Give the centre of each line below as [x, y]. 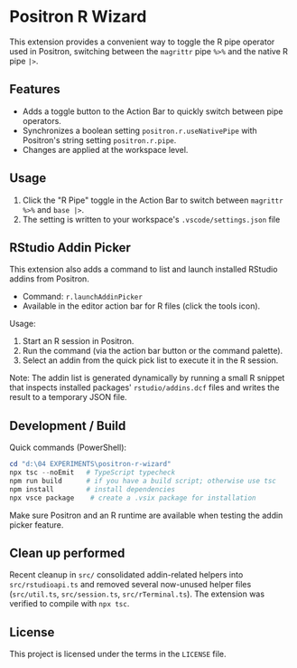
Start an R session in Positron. [78, 341]
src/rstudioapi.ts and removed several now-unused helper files [130, 585]
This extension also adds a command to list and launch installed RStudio [144, 270]
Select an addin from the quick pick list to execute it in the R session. [150, 360]
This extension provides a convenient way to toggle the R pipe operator [142, 42]
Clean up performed [67, 553]
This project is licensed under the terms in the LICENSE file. [118, 654]
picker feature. [37, 525]
